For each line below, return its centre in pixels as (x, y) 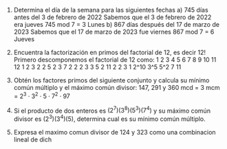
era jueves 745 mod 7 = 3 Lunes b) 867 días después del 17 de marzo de (117, 24)
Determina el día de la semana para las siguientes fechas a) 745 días (111, 10)
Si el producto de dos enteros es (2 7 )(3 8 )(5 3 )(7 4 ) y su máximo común (112, 110)
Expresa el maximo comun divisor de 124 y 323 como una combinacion (115, 132)
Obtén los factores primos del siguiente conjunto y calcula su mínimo (111, 80)
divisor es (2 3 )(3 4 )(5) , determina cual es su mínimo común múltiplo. (110, 118)
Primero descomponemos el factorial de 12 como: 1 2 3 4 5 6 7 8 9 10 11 (115, 60)
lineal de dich (33, 139)
